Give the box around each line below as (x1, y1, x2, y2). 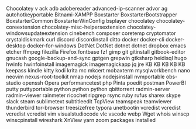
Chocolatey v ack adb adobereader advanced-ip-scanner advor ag (6, 5, 168, 12)
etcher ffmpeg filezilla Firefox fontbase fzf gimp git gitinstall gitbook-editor (6, 48, 186, 55)
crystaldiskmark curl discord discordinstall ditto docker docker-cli (6, 36, 165, 43)
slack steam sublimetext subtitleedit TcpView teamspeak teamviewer (6, 98, 172, 104)
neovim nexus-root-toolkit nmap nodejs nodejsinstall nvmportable (6, 73, 165, 80)
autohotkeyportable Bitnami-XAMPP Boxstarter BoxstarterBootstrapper (6, 11, 177, 18)
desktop (6, 42, 26, 49)
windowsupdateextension (6, 30, 68, 37)
